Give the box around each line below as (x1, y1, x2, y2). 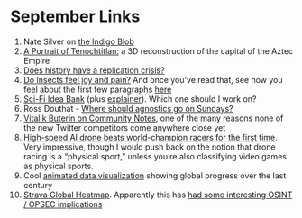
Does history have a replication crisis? (23, 65, 165, 76)
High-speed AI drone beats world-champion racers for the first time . (23, 132, 278, 142)
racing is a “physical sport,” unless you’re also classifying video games (23, 150, 288, 161)
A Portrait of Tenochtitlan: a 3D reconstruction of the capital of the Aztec (23, 45, 294, 56)
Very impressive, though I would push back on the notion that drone (23, 141, 276, 152)
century (23, 179, 53, 190)
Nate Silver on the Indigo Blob (23, 36, 134, 47)
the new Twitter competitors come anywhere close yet (23, 122, 226, 132)
